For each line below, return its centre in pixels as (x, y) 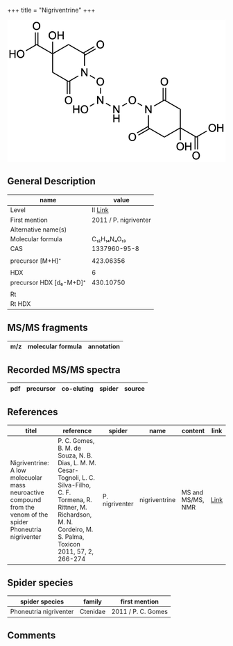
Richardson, (75, 515)
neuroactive (27, 492)
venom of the (29, 515)
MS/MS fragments (48, 328)
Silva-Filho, (75, 485)
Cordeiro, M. (76, 530)
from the (22, 508)
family (93, 601)
